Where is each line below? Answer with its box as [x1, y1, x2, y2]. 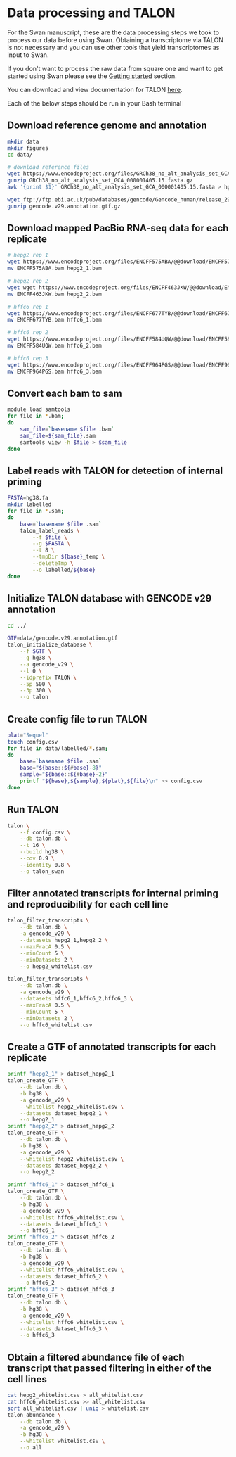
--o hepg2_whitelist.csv [20, 962, 93, 970]
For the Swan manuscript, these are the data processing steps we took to [7, 28, 220, 37]
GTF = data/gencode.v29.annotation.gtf [7, 635, 118, 642]
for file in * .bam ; [7, 413, 65, 420]
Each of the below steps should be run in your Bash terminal [7, 98, 182, 107]
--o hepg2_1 [20, 1116, 55, 1124]
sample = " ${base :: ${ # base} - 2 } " [20, 771, 109, 778]
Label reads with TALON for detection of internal [7, 464, 223, 476]
